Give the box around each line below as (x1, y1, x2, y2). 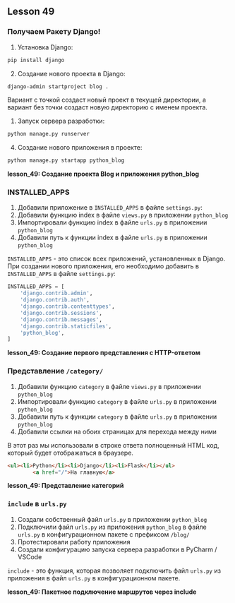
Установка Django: (17, 42, 73, 52)
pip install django (7, 56, 65, 64)
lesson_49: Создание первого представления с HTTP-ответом (7, 349, 201, 357)
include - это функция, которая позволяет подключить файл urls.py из (7, 566, 221, 575)
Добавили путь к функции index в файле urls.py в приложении (17, 233, 207, 242)
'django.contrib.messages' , (20, 316, 102, 323)
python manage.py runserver (7, 131, 90, 138)
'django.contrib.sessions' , (20, 309, 102, 316)
